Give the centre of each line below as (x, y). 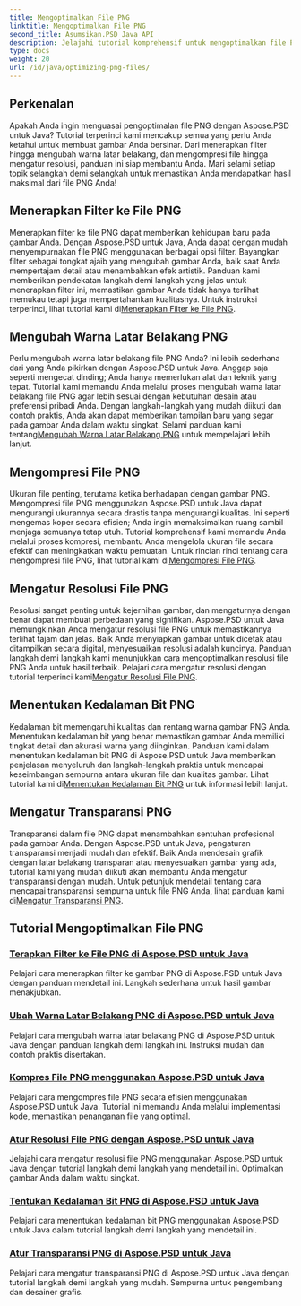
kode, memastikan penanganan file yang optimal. (100, 1116)
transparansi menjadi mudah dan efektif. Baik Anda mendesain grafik (137, 852)
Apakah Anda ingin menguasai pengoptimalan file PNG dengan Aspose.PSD (149, 125)
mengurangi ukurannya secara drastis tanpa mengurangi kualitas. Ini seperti (150, 513)
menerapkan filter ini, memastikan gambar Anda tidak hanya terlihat (134, 290)
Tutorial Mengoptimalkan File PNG (107, 928)
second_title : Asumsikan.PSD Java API (82, 34)
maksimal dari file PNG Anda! (63, 182)
